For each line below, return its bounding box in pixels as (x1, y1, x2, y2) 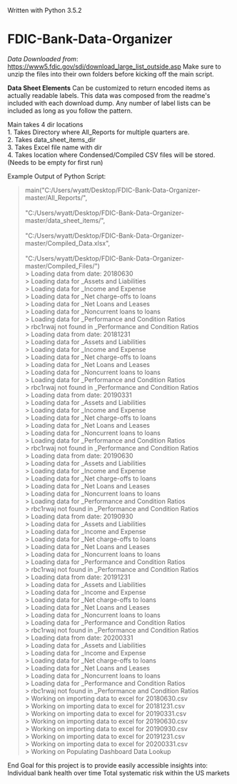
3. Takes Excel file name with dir (7, 143, 102, 151)
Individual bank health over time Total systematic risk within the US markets (7, 768, 230, 777)
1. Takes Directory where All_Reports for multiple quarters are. (7, 128, 190, 136)
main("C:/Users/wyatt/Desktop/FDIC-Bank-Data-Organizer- (24, 186, 201, 194)
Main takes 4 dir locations (7, 120, 84, 129)
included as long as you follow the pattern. (7, 106, 133, 115)
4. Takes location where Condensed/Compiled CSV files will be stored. (7, 150, 216, 159)
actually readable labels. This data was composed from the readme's (7, 91, 211, 99)
